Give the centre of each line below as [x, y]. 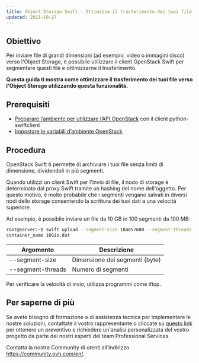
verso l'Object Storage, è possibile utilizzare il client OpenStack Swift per [95, 62]
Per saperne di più [41, 303]
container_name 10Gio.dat [38, 235]
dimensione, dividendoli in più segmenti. [55, 170]
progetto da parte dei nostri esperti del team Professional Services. [88, 336]
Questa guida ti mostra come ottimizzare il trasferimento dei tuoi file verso [99, 79]
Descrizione [117, 250]
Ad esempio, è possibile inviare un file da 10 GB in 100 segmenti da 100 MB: [98, 219]
